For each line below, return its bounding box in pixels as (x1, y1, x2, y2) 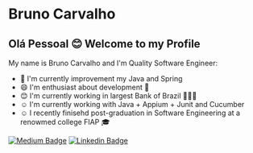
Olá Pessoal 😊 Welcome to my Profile (8, 37, 201, 51)
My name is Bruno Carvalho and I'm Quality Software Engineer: (8, 58, 218, 68)
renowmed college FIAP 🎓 (19, 118, 110, 126)
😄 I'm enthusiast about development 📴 (19, 82, 150, 92)
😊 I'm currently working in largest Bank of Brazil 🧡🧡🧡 (19, 91, 197, 101)
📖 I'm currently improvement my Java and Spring (19, 74, 183, 83)
